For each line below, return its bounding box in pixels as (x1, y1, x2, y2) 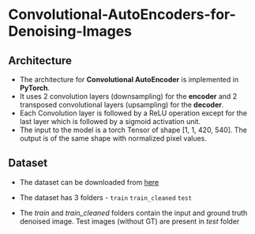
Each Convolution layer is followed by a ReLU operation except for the (19, 108, 247, 118)
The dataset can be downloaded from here (19, 177, 159, 187)
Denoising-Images (8, 22, 133, 40)
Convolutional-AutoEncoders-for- (8, 6, 237, 24)
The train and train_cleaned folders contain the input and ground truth (19, 208, 248, 217)
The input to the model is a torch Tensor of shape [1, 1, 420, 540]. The (19, 125, 247, 134)
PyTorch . (19, 83, 51, 92)
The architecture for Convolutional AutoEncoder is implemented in (19, 75, 239, 84)
